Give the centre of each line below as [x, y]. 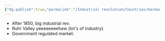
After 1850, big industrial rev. [41, 23]
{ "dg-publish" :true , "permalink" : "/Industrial [52, 9]
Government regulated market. [43, 33]
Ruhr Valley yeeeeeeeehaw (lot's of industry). [58, 28]
